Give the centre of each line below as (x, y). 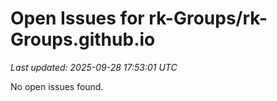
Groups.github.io (83, 39)
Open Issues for (77, 18)
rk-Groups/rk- (208, 18)
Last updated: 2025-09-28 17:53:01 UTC (94, 67)
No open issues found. (57, 86)
